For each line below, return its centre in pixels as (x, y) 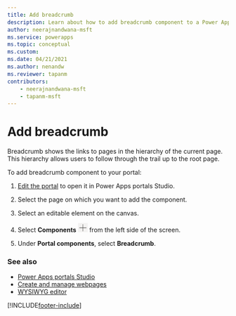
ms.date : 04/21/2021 (38, 60)
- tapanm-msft (40, 96)
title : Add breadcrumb (40, 15)
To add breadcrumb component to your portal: (74, 173)
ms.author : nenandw (36, 67)
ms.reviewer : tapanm (38, 74)
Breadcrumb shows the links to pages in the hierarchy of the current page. (115, 152)
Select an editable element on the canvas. (78, 213)
